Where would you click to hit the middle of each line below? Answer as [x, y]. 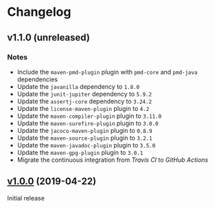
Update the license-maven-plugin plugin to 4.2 [83, 108]
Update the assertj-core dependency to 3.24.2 [84, 101]
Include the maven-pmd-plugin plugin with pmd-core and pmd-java [107, 72]
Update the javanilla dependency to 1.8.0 [78, 86]
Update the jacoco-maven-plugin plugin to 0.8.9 [84, 130]
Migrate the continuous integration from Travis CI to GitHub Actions [112, 160]
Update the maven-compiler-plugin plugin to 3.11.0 [89, 116]
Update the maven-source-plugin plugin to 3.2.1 [84, 138]
